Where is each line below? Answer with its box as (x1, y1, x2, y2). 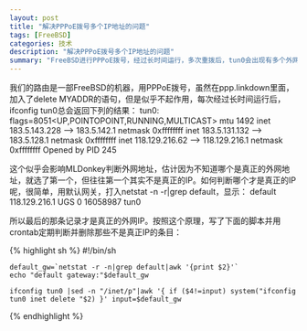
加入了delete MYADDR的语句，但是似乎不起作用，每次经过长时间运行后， (9, 93, 286, 104)
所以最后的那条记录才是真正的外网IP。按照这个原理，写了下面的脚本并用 (9, 216, 281, 226)
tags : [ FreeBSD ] (9, 30, 71, 39)
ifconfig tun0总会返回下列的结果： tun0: (9, 105, 160, 115)
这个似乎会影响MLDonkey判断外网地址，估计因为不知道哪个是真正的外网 (9, 164, 282, 174)
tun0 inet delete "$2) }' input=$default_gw (9, 294, 182, 304)
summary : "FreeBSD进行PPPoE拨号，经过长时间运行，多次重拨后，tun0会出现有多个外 (9, 56, 293, 65)
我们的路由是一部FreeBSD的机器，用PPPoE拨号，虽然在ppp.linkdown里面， (9, 82, 294, 92)
